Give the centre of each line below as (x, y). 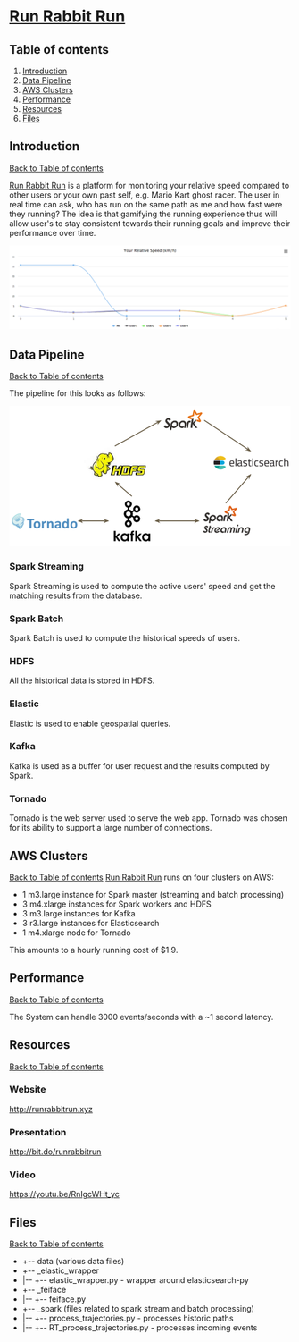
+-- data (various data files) (73, 1262)
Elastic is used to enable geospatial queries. (90, 723)
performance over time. (53, 232)
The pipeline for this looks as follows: (78, 393)
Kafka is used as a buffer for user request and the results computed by (139, 765)
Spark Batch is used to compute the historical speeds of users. (125, 637)
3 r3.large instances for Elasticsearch (91, 923)
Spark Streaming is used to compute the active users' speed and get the (142, 586)
